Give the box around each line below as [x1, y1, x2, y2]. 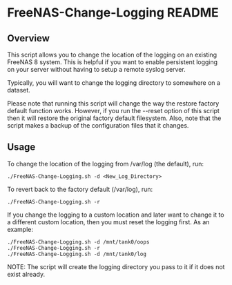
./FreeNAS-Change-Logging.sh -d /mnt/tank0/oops [7, 238, 150, 246]
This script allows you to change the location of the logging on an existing [7, 50, 217, 59]
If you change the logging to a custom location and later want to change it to [7, 210, 224, 219]
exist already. [7, 270, 46, 278]
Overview [7, 32, 50, 44]
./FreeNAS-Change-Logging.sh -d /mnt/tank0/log [7, 250, 147, 257]
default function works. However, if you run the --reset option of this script [7, 107, 220, 115]
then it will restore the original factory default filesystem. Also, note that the [7, 114, 222, 122]
